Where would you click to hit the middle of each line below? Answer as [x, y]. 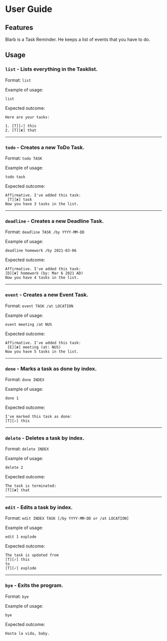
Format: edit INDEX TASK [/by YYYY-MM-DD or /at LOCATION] [67, 518]
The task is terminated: [31, 486]
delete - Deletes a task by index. [45, 438]
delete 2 [14, 468]
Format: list [18, 80]
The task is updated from [32, 555]
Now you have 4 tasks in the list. [42, 278]
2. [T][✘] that [21, 130]
